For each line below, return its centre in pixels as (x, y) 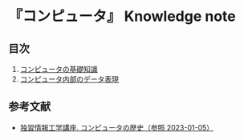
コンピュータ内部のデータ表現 (69, 79)
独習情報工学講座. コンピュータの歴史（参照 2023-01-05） (117, 127)
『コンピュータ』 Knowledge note (122, 16)
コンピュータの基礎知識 (59, 69)
